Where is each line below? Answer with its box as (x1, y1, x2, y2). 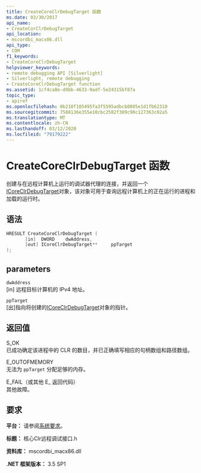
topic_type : (6, 92, 36, 98)
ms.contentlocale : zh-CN (6, 120, 68, 126)
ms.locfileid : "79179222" (6, 131, 71, 138)
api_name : (6, 20, 31, 26)
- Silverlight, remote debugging (6, 76, 90, 82)
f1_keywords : (6, 53, 39, 59)
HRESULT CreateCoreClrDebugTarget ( (6, 230, 98, 237)
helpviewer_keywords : (6, 64, 61, 71)
